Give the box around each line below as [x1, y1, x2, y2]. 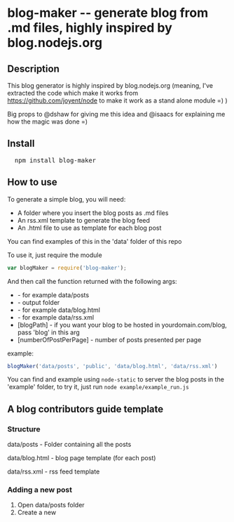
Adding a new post [7, 485, 72, 495]
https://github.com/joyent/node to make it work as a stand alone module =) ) [7, 96, 228, 105]
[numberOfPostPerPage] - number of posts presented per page [17, 335, 202, 344]
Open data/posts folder [17, 501, 85, 509]
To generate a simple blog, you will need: [7, 195, 126, 203]
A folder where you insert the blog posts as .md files [17, 209, 169, 217]
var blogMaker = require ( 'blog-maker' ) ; [7, 264, 128, 271]
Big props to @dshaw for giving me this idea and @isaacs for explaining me [7, 110, 226, 118]
